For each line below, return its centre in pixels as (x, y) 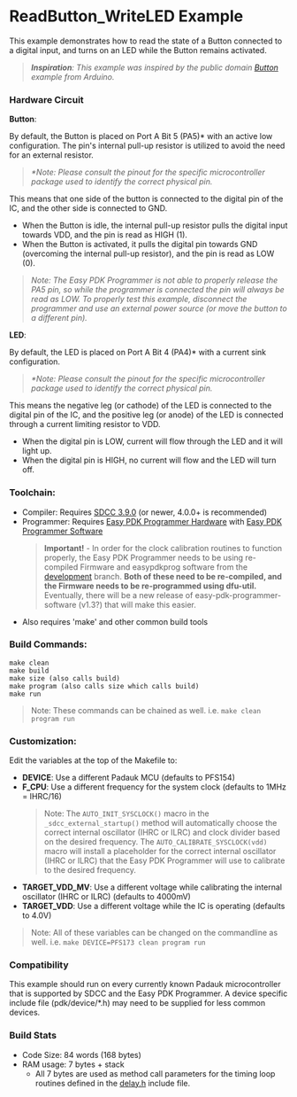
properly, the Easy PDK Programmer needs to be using (144, 557)
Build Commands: (48, 644)
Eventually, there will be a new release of (118, 595)
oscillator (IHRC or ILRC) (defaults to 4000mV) (107, 897)
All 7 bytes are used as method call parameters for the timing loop (155, 1073)
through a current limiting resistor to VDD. (85, 424)
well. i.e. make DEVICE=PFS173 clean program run (118, 942)
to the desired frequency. (90, 870)
